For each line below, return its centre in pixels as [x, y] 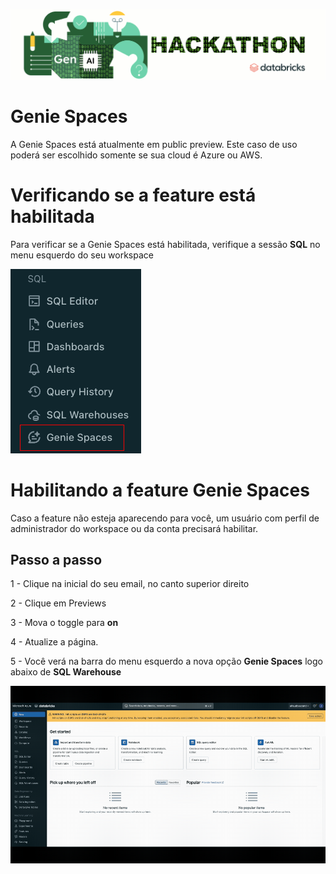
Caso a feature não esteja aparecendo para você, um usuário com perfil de [165, 518]
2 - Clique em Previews [58, 603]
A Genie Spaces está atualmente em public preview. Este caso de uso [154, 144]
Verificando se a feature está [133, 195]
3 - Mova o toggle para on [64, 623]
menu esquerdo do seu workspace [82, 255]
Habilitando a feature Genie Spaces [160, 490]
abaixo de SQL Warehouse [66, 672]
